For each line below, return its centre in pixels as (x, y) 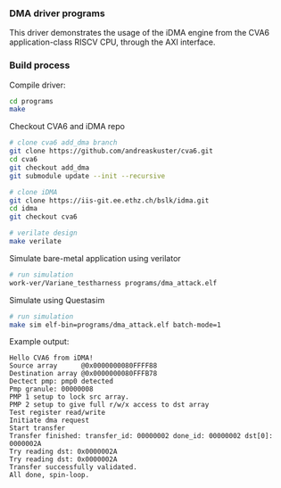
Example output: (39, 342)
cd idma (24, 209)
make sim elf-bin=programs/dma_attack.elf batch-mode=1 (115, 325)
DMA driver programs (57, 13)
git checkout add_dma (50, 168)
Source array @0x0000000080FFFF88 (83, 366)
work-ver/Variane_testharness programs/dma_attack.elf (113, 283)
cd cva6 (24, 160)
